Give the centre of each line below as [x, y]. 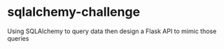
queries [18, 38]
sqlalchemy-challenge [74, 12]
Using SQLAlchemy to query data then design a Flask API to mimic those [112, 31]
